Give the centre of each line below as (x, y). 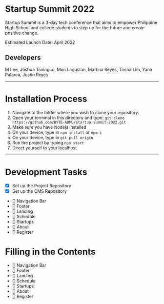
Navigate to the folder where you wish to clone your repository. (76, 112)
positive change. (22, 33)
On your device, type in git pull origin (53, 137)
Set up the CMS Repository (39, 191)
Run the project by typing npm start (48, 142)
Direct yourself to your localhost (44, 148)
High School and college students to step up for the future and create (75, 27)
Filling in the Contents (51, 252)
